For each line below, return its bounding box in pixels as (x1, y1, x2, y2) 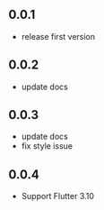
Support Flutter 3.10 (21, 191, 95, 202)
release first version (21, 31, 96, 41)
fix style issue (21, 141, 74, 151)
